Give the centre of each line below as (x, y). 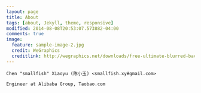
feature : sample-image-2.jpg (48, 45)
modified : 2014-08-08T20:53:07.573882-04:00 (63, 28)
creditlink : (27, 56)
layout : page (22, 12)
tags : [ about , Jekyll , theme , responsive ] (60, 23)
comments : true (25, 34)
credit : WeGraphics (36, 51)
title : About (22, 17)
